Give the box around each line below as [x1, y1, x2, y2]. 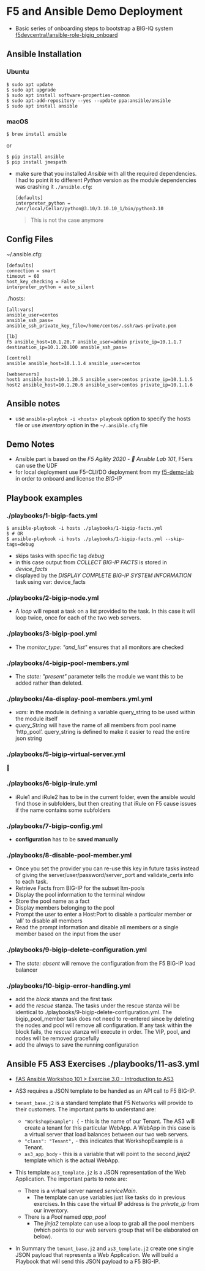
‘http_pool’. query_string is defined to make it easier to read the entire [15, 728, 190, 736]
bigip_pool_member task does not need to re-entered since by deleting [15, 1015, 195, 1023]
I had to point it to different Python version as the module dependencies [15, 176, 197, 184]
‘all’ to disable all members [15, 917, 83, 924]
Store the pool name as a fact [15, 897, 90, 905]
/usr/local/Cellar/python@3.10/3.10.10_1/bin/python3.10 [15, 205, 164, 211]
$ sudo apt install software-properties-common [6, 92, 130, 98]
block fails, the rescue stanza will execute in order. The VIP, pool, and [15, 1028, 191, 1036]
